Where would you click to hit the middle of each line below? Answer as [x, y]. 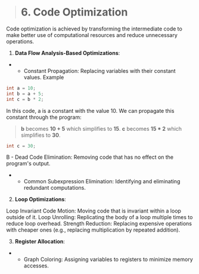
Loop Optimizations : [41, 199]
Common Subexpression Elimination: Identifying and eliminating [102, 181]
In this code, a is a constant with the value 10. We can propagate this [90, 110]
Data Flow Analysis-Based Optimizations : [67, 53]
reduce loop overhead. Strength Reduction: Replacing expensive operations [99, 224]
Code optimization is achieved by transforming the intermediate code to [94, 29]
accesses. [36, 266]
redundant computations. [55, 188]
